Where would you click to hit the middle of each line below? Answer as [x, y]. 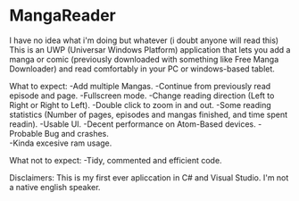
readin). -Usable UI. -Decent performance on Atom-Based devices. [133, 124]
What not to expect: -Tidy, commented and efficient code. [116, 160]
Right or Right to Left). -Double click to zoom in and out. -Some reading [141, 105]
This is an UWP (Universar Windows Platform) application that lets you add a [150, 49]
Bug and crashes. [76, 133]
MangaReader [62, 16]
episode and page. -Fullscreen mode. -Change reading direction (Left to [142, 96]
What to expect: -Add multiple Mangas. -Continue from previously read [140, 86]
